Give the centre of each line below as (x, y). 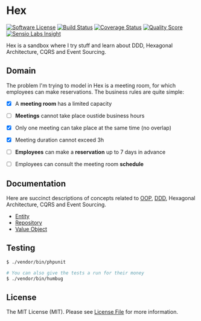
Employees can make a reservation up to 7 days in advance (90, 152)
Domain (21, 71)
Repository (28, 222)
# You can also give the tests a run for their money (75, 273)
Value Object (31, 229)
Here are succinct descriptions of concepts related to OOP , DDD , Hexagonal (101, 198)
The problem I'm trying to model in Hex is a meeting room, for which (91, 85)
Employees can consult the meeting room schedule (79, 164)
